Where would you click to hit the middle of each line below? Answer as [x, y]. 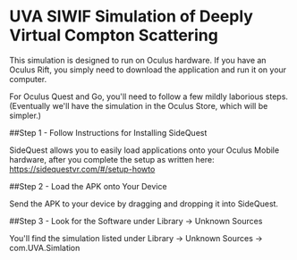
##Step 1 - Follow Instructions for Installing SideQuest [108, 132]
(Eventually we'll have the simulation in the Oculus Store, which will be [139, 105]
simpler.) [25, 115]
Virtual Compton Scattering [114, 35]
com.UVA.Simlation [45, 247]
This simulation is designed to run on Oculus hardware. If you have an [138, 60]
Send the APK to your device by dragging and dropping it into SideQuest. [144, 204]
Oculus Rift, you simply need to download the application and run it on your [148, 70]
